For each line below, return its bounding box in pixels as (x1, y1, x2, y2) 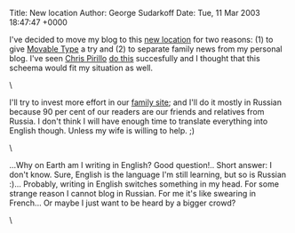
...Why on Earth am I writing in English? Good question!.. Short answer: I (9, 160, 273, 170)
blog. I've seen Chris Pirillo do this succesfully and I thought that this (9, 53, 260, 63)
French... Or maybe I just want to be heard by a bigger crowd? (9, 197, 236, 208)
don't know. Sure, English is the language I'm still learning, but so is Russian (9, 169, 287, 180)
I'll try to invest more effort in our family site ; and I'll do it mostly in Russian (9, 97, 283, 108)
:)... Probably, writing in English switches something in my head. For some (9, 179, 280, 189)
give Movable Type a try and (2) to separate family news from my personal (9, 44, 283, 54)
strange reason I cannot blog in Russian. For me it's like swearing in (9, 189, 256, 198)
